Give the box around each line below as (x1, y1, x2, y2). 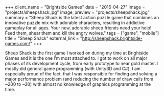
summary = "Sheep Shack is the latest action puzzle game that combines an (5, 15, 159, 20)
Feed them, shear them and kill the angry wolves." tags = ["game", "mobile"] (5, 30, 159, 36)
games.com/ (5, 41, 30, 46)
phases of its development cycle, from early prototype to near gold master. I (5, 61, 159, 66)
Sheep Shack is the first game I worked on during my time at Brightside (5, 50, 149, 56)
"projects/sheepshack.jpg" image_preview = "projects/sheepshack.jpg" (5, 9, 150, 15)
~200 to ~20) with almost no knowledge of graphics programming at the (5, 81, 151, 87)
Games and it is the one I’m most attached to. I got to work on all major (5, 55, 148, 61)
